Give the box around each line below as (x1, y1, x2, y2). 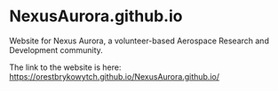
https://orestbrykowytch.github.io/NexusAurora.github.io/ (9, 71, 220, 81)
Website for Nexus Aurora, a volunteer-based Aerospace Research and (9, 35, 269, 46)
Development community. (9, 44, 104, 55)
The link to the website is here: (9, 62, 122, 72)
